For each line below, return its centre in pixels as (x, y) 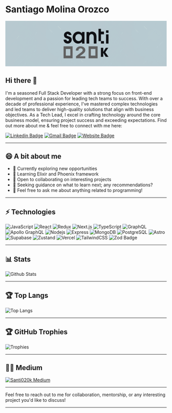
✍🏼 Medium (24, 368)
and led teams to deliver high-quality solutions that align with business (80, 109)
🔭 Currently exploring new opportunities (55, 169)
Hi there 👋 (21, 81)
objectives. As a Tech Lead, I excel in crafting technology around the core (83, 115)
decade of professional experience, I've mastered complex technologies (81, 104)
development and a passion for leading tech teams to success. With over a (84, 98)
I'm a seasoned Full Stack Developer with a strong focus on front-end (79, 93)
